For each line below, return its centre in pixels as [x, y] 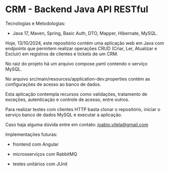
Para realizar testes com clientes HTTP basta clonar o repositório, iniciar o [83, 109]
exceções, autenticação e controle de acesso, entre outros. [67, 99]
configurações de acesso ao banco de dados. [53, 84]
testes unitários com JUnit [40, 164]
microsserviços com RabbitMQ [45, 154]
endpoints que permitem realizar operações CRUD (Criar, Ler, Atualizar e [81, 48]
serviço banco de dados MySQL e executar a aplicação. [64, 115]
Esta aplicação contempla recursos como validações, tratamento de [76, 94]
